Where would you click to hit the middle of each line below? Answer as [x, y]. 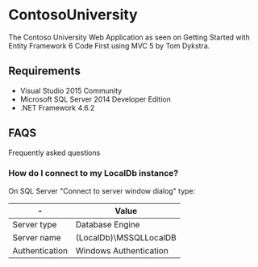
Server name [37, 237]
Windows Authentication [122, 250]
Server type [35, 224]
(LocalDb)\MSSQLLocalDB [126, 237]
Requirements [44, 71]
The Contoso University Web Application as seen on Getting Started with [129, 37]
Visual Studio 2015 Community [71, 90]
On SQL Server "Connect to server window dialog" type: [102, 190]
